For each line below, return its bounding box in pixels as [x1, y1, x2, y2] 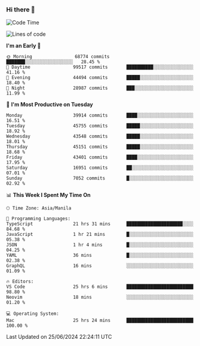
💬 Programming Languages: [6, 216, 70, 222]
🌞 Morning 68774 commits [6, 54, 110, 60]
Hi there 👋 [6, 5, 36, 14]
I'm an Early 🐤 [6, 42, 41, 50]
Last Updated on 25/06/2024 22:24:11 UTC [6, 333, 112, 341]
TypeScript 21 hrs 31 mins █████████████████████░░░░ [6, 221, 194, 227]
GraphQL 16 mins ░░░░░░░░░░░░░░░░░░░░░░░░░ [6, 263, 194, 269]
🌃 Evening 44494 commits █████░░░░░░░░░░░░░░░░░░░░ [6, 75, 194, 81]
